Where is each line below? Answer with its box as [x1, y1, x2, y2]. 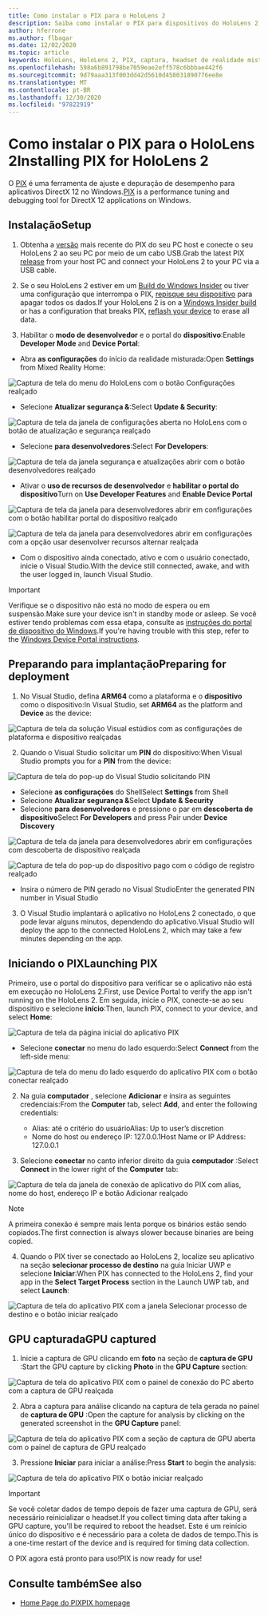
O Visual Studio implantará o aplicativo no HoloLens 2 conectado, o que [19, 908, 257, 918]
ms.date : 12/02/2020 [8, 42, 77, 49]
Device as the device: [19, 708, 92, 718]
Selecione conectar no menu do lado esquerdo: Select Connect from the [19, 1043, 259, 1052]
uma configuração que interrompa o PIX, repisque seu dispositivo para [19, 289, 253, 299]
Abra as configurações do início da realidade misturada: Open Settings [19, 354, 254, 363]
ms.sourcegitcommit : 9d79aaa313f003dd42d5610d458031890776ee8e [8, 71, 223, 79]
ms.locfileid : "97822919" [8, 101, 94, 109]
